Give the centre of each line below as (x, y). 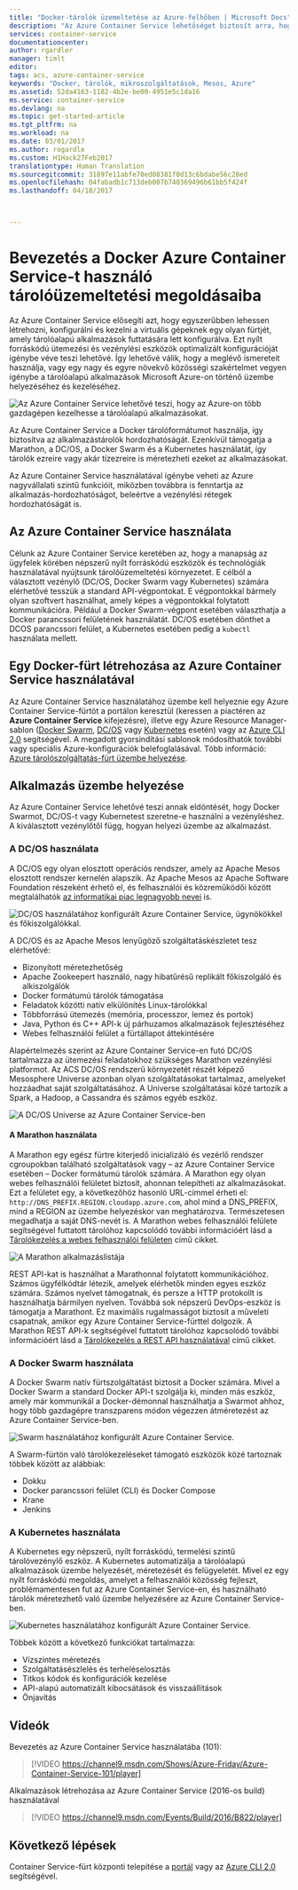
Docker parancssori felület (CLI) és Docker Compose (118, 1491)
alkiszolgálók (46, 985)
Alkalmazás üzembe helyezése (97, 785)
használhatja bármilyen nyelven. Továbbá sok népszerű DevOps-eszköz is (145, 1302)
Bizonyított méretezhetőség (72, 967)
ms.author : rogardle (47, 149)
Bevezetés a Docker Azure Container (148, 258)
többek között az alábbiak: (58, 1464)
